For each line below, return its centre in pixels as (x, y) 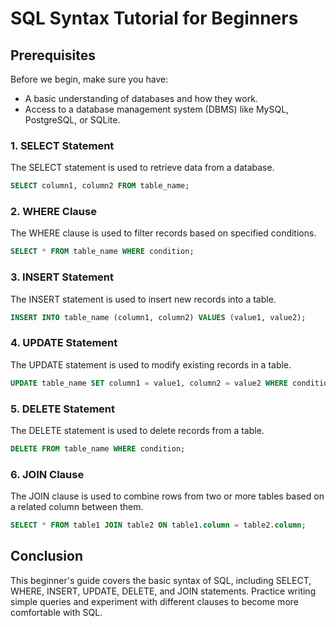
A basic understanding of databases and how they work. (141, 98)
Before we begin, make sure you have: (89, 79)
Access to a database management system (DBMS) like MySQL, (157, 109)
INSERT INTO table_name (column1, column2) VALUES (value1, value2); (158, 317)
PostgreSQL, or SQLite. (72, 120)
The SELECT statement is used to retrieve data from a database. (142, 168)
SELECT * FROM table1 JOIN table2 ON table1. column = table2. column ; (158, 525)
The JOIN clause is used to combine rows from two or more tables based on (167, 496)
